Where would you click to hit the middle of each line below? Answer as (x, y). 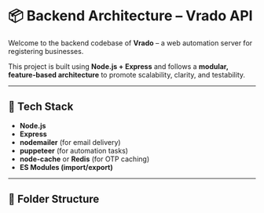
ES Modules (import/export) (66, 167)
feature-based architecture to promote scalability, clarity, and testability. (127, 74)
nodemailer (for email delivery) (70, 142)
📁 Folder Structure (54, 199)
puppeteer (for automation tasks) (73, 150)
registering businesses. (46, 51)
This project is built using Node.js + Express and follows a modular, (118, 66)
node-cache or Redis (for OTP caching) (84, 159)
